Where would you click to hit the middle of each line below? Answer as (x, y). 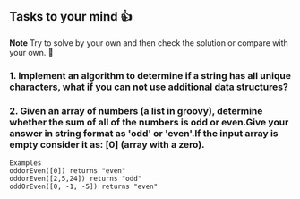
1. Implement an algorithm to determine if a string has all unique (150, 75)
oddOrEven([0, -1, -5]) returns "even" (84, 187)
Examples (26, 163)
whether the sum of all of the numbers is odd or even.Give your (149, 122)
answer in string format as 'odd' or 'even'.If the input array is (144, 133)
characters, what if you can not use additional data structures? (149, 87)
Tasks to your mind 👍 (71, 17)
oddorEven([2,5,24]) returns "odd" (76, 179)
